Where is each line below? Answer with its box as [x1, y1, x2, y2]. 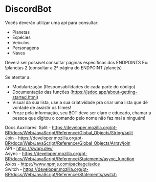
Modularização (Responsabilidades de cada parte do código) [12, 83, 135, 89]
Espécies [12, 34, 31, 40]
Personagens [12, 45, 39, 51]
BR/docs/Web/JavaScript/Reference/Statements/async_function [5, 156, 134, 161]
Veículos [12, 39, 30, 45]
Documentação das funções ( [12, 89, 72, 95]
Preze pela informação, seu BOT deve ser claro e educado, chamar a [12, 109, 152, 116]
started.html [12, 94, 37, 100]
